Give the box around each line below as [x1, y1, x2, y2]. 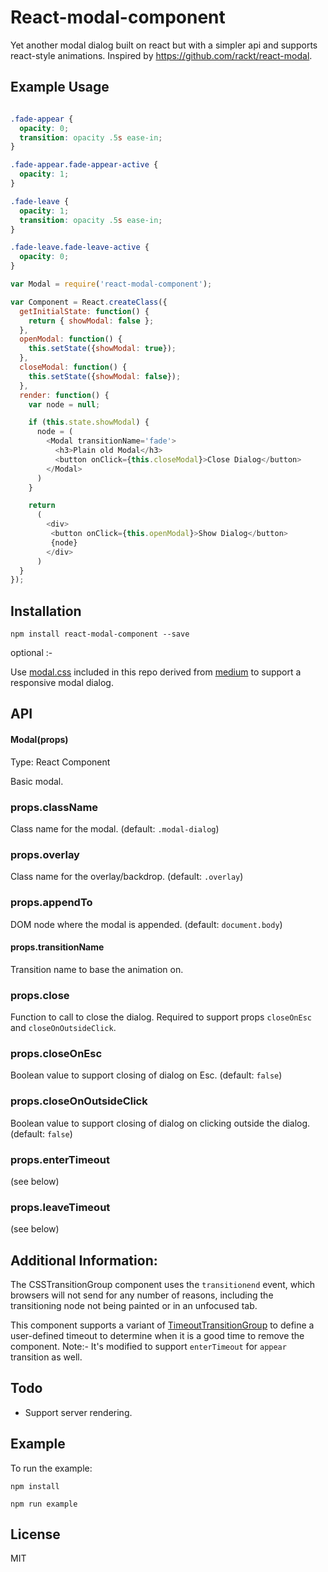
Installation [10, 602, 82, 620]
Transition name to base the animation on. [10, 963, 184, 975]
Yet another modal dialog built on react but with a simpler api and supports [10, 39, 318, 51]
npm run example [10, 1499, 78, 1509]
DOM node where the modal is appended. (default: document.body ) [10, 918, 283, 930]
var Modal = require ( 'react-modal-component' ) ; [10, 279, 213, 289]
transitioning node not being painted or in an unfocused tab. [10, 1300, 258, 1312]
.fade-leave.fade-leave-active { [10, 242, 150, 253]
